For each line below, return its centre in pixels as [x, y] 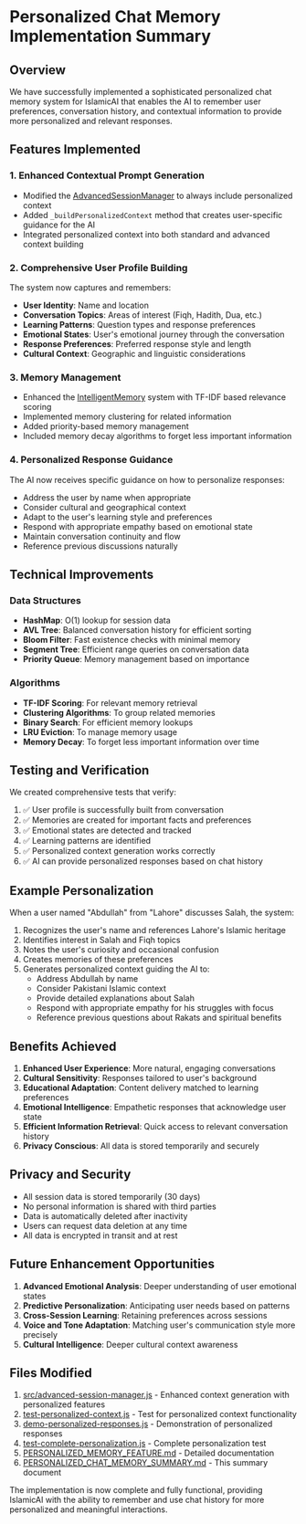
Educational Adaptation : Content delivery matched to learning [140, 1088]
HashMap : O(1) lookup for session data [96, 620]
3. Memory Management [65, 377]
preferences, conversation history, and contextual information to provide [146, 111]
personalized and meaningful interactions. [89, 1509]
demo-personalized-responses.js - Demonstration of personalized [148, 1424]
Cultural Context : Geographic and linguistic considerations [134, 353]
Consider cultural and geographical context [105, 507]
